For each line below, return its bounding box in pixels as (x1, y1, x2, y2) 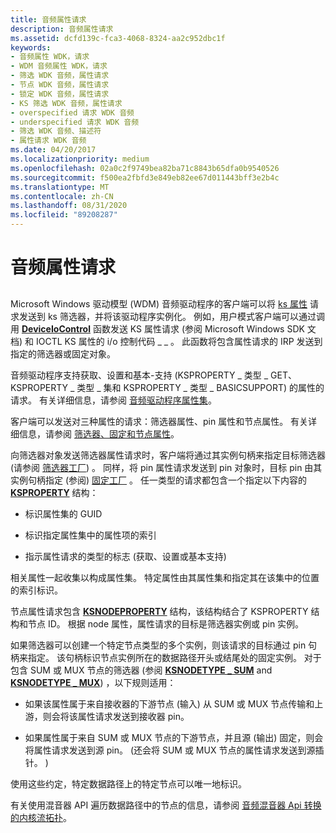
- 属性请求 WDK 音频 (10, 136, 87, 146)
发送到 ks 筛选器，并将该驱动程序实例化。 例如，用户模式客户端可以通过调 (18, 310, 325, 322)
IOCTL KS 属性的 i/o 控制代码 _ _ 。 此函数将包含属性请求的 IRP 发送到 (35, 335, 323, 347)
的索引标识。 (10, 584, 63, 596)
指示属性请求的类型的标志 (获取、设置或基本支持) (24, 550, 227, 562)
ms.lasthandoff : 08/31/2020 (10, 201, 128, 211)
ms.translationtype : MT (10, 182, 110, 192)
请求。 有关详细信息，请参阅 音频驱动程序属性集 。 (10, 394, 217, 406)
